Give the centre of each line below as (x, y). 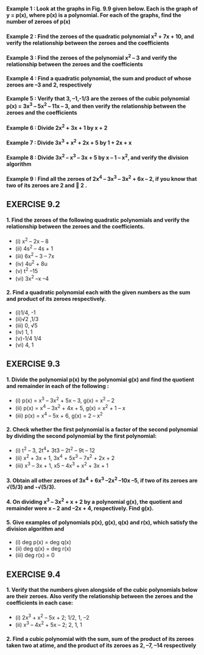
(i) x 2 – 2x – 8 (32, 241)
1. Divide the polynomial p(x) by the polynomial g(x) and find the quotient (100, 379)
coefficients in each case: (40, 603)
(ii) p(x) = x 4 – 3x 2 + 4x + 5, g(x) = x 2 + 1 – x (70, 407)
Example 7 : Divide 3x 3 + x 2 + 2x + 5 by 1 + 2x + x (69, 142)
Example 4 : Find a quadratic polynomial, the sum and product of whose (99, 78)
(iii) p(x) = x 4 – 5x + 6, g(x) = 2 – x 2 (59, 415)
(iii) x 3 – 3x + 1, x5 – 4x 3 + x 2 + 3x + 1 (62, 465)
